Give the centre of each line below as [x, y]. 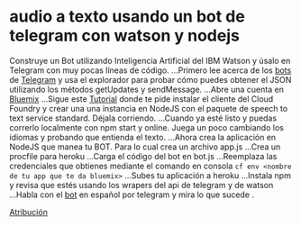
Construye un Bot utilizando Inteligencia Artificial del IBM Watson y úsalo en [150, 60]
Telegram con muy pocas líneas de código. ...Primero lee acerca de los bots [150, 70]
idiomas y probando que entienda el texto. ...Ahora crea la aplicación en [143, 137]
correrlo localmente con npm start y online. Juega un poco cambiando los [146, 127]
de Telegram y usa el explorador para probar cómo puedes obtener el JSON [150, 79]
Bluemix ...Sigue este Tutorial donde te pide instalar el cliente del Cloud [141, 99]
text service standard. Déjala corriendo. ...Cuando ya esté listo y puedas [143, 118]
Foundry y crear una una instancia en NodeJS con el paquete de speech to [149, 108]
